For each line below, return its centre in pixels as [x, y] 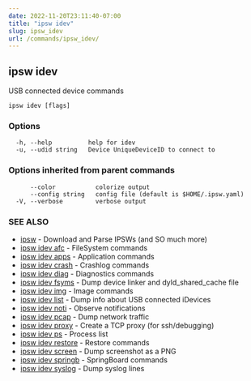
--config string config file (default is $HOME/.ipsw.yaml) [137, 194]
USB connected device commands [66, 91]
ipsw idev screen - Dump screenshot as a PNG [98, 351]
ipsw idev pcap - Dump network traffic [85, 316]
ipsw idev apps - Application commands [87, 256]
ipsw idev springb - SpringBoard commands [94, 360]
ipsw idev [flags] [39, 106]
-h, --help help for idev [76, 143]
